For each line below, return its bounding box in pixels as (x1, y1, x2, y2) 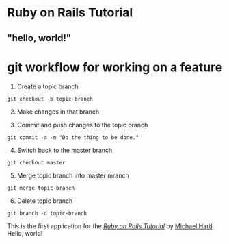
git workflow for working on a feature (7, 60, 223, 75)
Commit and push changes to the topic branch (16, 121, 148, 129)
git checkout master (7, 159, 66, 166)
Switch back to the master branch (16, 146, 113, 154)
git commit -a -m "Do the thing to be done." (7, 134, 139, 141)
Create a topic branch (16, 82, 79, 90)
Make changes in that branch (16, 108, 100, 116)
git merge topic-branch (7, 184, 75, 191)
